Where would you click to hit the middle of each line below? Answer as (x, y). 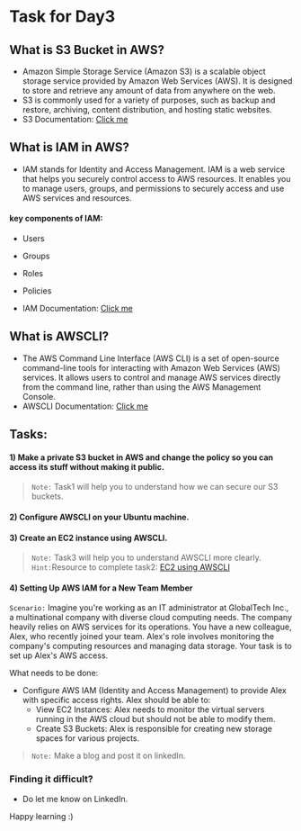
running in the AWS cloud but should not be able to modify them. (155, 719)
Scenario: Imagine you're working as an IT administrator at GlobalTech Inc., (149, 608)
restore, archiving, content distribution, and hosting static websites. (147, 109)
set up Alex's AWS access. (59, 655)
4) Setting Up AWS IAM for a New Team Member (101, 588)
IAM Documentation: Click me (77, 309)
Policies (37, 291)
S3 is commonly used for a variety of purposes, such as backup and (149, 100)
